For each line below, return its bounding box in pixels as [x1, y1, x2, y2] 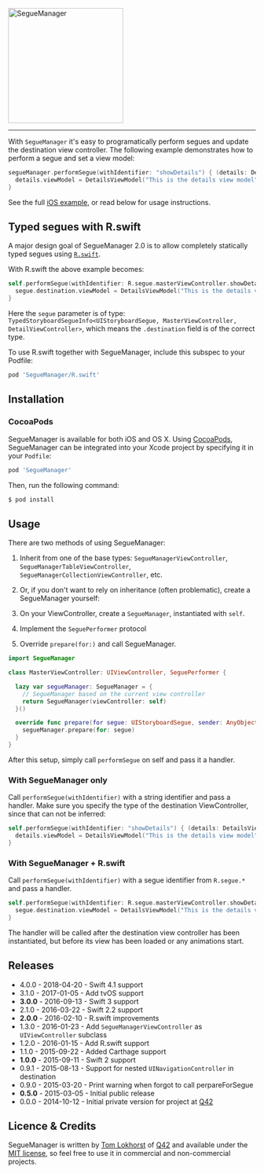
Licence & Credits [8, 1119, 97, 1132]
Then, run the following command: [8, 480, 119, 490]
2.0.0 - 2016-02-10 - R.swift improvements [19, 1013, 159, 1022]
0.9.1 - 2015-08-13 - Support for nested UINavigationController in [19, 1063, 234, 1073]
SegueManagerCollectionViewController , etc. [19, 570, 163, 580]
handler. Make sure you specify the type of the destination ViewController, [8, 801, 249, 810]
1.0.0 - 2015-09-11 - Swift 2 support [19, 1055, 136, 1064]
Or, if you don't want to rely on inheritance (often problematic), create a [19, 585, 251, 595]
